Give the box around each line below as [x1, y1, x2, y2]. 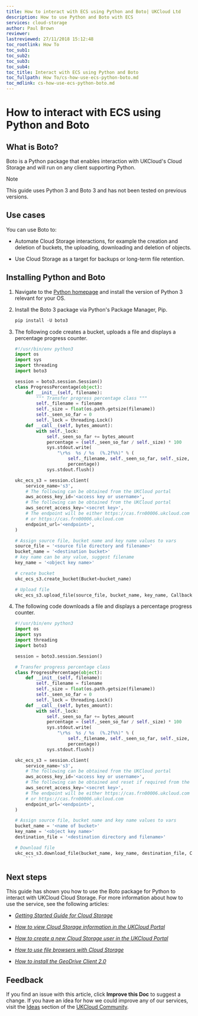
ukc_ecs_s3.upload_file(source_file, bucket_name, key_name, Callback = [14, 592, 195, 598]
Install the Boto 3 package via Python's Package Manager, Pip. [14, 306, 167, 313]
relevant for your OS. [14, 294, 66, 302]
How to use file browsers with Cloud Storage [14, 946, 124, 954]
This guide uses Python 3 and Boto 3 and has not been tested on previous [6, 187, 187, 194]
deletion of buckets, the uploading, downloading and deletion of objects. [14, 243, 192, 251]
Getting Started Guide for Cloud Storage [14, 912, 113, 919]
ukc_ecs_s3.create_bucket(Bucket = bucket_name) [14, 576, 132, 582]
